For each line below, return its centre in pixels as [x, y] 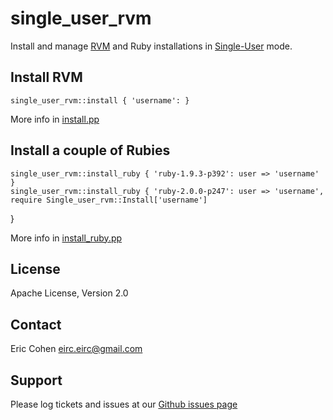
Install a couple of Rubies [90, 150]
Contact [36, 324]
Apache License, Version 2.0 [69, 293]
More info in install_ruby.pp [66, 238]
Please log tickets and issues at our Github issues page [124, 404]
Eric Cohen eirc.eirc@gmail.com [76, 349]
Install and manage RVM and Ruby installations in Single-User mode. [151, 46]
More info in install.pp [55, 119]
